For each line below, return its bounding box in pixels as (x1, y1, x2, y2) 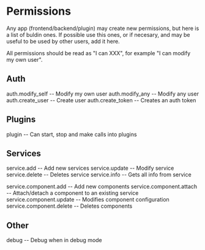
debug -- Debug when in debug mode (6, 237, 102, 244)
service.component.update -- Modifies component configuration (6, 196, 170, 203)
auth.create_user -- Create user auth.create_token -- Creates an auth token (6, 96, 196, 104)
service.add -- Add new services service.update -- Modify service (6, 164, 174, 172)
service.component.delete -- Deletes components (6, 202, 133, 210)
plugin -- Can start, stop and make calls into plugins (6, 131, 137, 138)
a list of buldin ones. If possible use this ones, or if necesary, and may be (6, 31, 190, 38)
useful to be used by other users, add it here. (6, 37, 121, 45)
